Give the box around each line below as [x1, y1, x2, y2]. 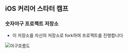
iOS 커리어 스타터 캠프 [5, 4, 69, 13]
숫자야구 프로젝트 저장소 [5, 20, 59, 27]
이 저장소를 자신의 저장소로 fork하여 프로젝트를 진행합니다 [12, 32, 123, 38]
